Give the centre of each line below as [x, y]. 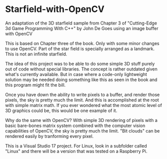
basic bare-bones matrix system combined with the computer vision [75, 125]
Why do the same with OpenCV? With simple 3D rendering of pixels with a [82, 120]
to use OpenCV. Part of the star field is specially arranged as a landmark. [80, 48]
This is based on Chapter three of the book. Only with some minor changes [82, 43]
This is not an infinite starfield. [36, 54]
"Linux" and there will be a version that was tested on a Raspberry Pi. [76, 151]
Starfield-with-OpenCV [55, 9]
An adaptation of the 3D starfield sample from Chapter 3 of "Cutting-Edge [81, 23]
